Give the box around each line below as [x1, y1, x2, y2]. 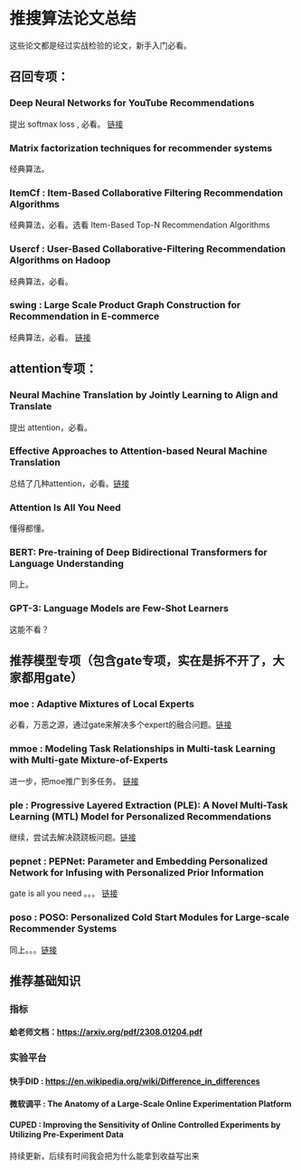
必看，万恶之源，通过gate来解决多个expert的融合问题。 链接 [9, 719, 232, 730]
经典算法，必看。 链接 [9, 331, 91, 342]
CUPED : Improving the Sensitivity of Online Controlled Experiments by [9, 1119, 281, 1130]
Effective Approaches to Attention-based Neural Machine [9, 445, 268, 457]
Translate [9, 400, 52, 413]
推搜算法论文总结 [9, 8, 137, 29]
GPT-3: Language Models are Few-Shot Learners [9, 602, 229, 615]
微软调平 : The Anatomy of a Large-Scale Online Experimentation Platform [9, 1098, 292, 1109]
